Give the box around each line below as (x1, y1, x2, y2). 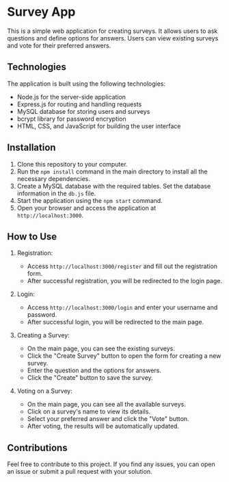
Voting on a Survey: (16, 387, 73, 395)
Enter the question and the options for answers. (27, 366, 162, 374)
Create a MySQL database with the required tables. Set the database (16, 182, 211, 190)
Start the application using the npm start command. (16, 196, 163, 204)
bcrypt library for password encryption (16, 115, 126, 123)
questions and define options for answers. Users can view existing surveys (7, 34, 219, 42)
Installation (7, 142, 56, 154)
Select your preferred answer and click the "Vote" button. (27, 415, 189, 423)
